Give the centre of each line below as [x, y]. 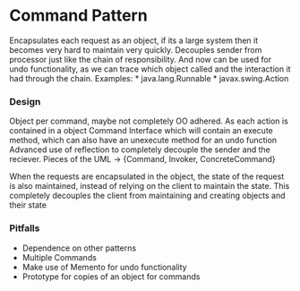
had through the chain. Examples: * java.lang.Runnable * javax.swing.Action [149, 78]
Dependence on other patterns [79, 248]
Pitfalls [25, 228]
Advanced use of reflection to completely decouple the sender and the [140, 150]
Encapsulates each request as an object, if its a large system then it [134, 40]
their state [28, 205]
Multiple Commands [59, 257]
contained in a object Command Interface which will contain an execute [141, 131]
